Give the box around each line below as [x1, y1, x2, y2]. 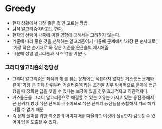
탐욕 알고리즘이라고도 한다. [12, 26, 63, 32]
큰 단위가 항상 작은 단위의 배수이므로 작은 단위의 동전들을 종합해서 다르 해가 [12, 101, 156, 106]
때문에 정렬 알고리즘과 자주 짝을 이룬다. [12, 50, 87, 56]
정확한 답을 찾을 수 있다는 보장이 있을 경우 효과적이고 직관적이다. [26, 88, 149, 94]
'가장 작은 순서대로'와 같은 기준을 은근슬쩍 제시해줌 [12, 44, 109, 50]
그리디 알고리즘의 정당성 [5, 64, 59, 71]
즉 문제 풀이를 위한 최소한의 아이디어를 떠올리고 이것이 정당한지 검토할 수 [12, 113, 150, 119]
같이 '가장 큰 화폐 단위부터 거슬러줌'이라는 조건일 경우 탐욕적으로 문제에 [12, 82, 148, 88]
